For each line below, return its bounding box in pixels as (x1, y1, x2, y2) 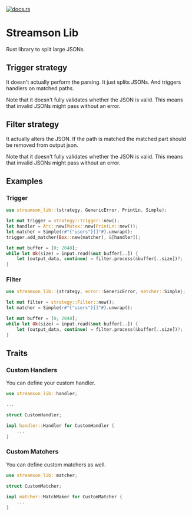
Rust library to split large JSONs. (6, 45, 85, 52)
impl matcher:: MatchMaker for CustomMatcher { (6, 494, 123, 499)
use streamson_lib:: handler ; (6, 391, 78, 397)
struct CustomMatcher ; (6, 483, 62, 489)
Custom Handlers (6, 366, 58, 374)
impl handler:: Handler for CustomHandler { (6, 422, 115, 429)
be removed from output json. (6, 142, 78, 149)
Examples (6, 176, 43, 186)
